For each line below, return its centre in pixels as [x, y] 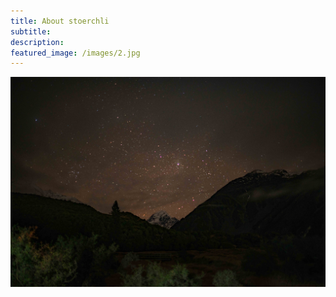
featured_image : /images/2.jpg [75, 53]
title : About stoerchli [60, 21]
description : [37, 42]
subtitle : [31, 31]
